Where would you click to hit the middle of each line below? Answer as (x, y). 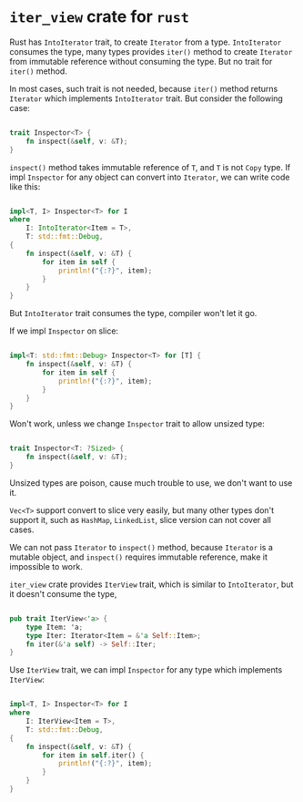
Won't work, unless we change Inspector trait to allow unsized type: (137, 424)
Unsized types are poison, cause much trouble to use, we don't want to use (151, 483)
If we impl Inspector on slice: (64, 331)
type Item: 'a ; (55, 627)
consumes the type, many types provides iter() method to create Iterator (151, 51)
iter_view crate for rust (99, 17)
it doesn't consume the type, (63, 593)
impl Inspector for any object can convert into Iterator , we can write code (150, 177)
